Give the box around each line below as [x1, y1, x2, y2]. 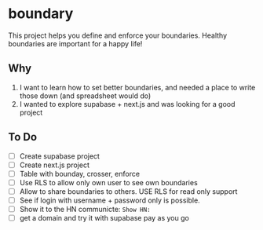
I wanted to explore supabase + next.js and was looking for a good [19, 99, 236, 108]
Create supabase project [19, 151, 100, 161]
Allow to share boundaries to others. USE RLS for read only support [19, 186, 238, 196]
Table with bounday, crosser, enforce [19, 169, 140, 178]
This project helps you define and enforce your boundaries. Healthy [8, 31, 228, 40]
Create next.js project [19, 160, 90, 170]
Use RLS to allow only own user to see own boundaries [19, 177, 198, 187]
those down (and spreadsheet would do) [19, 91, 152, 100]
